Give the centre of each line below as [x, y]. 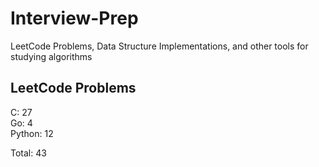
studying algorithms [51, 56]
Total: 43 [28, 153]
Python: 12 [32, 133]
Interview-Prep [74, 18]
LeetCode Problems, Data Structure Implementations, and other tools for [159, 46]
